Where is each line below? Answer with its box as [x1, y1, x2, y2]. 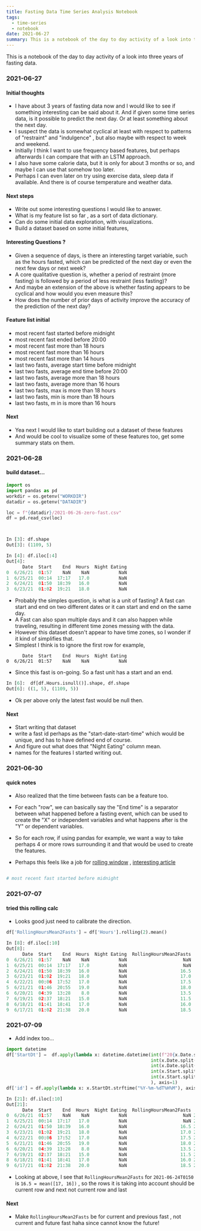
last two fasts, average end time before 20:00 [14, 367, 127, 374]
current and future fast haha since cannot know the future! [14, 1220, 160, 1227]
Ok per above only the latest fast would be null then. [14, 696, 144, 703]
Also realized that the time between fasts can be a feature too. [14, 792, 169, 799]
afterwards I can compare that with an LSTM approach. [14, 153, 151, 160]
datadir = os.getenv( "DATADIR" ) [6, 499, 87, 505]
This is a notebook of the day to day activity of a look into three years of [6, 53, 184, 60]
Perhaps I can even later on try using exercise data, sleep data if [14, 172, 173, 179]
